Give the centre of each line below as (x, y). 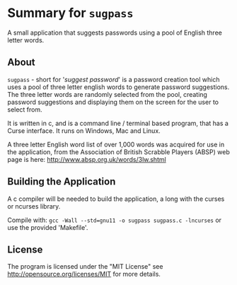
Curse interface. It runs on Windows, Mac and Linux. (84, 130)
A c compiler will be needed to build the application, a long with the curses (116, 199)
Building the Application (62, 182)
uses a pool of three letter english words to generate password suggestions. (118, 87)
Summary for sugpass (70, 13)
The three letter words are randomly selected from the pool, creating (107, 94)
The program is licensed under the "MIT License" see (85, 267)
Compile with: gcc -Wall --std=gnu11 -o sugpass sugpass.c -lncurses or (114, 220)
